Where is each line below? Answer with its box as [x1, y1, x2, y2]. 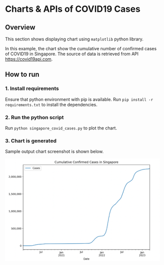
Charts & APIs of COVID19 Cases [5, 3, 141, 15]
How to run [5, 70, 40, 79]
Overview [5, 23, 36, 32]
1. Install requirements [5, 85, 59, 92]
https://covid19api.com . [5, 56, 53, 62]
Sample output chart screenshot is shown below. [5, 149, 104, 155]
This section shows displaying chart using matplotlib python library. [5, 36, 144, 42]
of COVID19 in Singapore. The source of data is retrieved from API [5, 51, 139, 57]
